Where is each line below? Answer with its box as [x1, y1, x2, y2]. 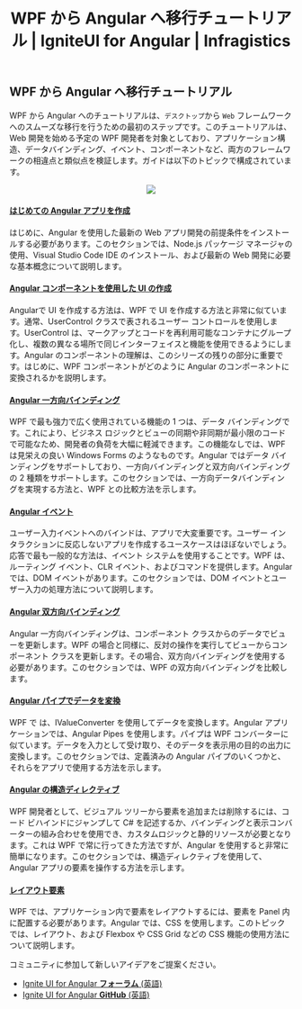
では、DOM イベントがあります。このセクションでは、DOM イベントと [9, 572, 271, 583]
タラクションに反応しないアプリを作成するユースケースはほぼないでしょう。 [9, 539, 292, 550]
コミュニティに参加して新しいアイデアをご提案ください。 [9, 959, 222, 970]
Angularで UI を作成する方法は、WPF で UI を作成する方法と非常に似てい [9, 305, 280, 316]
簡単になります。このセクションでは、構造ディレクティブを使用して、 [9, 851, 267, 862]
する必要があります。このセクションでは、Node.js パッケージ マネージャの [16, 238, 293, 248]
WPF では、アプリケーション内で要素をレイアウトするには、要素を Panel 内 [9, 906, 290, 917]
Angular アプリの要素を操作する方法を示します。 [9, 862, 190, 873]
